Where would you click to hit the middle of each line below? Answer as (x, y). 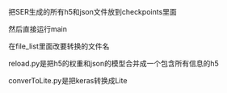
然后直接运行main (38, 29)
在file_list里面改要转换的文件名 (59, 46)
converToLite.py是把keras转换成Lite (68, 80)
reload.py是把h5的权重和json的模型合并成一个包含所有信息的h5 (114, 63)
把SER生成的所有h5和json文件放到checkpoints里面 (93, 12)
